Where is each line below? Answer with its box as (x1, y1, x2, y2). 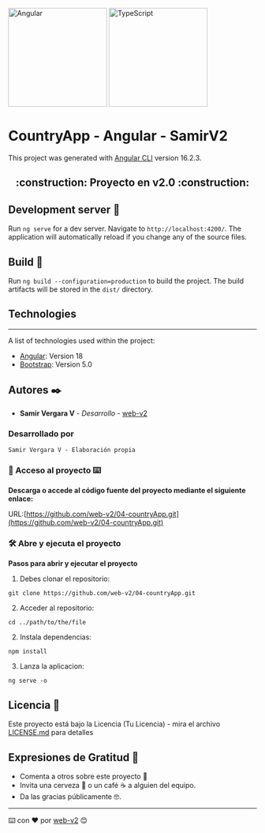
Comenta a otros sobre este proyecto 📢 (19, 771, 148, 782)
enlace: (8, 494, 34, 503)
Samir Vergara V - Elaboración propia (8, 446, 136, 454)
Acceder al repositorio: (19, 603, 95, 612)
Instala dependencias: (19, 632, 92, 642)
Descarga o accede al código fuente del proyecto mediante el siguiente (8, 486, 246, 496)
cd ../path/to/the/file (8, 619, 87, 627)
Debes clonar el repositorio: (19, 574, 110, 584)
